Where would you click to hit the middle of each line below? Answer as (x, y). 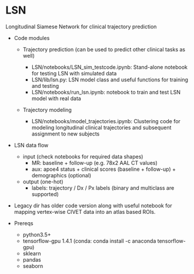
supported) (45, 194)
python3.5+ (37, 235)
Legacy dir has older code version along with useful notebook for (93, 205)
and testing (45, 85)
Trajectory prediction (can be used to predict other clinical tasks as (104, 49)
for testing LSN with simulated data (74, 73)
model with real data (56, 98)
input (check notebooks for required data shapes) (83, 156)
